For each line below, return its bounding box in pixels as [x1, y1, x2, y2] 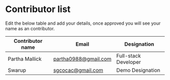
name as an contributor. [5, 25, 55, 31]
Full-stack [116, 52, 141, 59]
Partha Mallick [8, 55, 42, 62]
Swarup [8, 66, 26, 73]
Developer [116, 58, 141, 65]
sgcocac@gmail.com [53, 66, 104, 73]
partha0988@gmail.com [53, 55, 112, 62]
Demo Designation [116, 66, 160, 73]
